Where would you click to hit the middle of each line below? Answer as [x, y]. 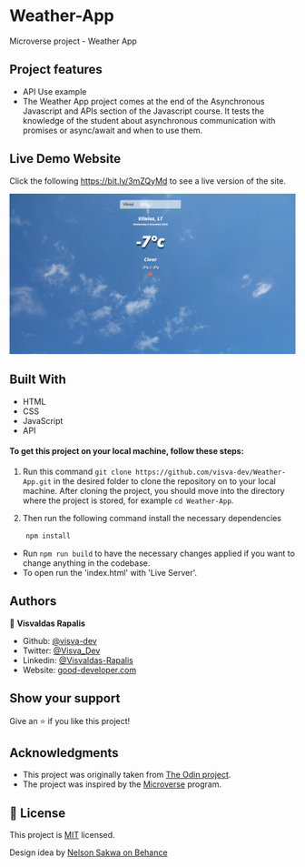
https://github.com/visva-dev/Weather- [211, 473]
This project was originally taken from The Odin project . [127, 775]
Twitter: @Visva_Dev [61, 650]
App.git [37, 482]
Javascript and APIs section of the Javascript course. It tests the [143, 111]
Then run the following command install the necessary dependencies [152, 519]
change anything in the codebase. [86, 563]
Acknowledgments [64, 753]
